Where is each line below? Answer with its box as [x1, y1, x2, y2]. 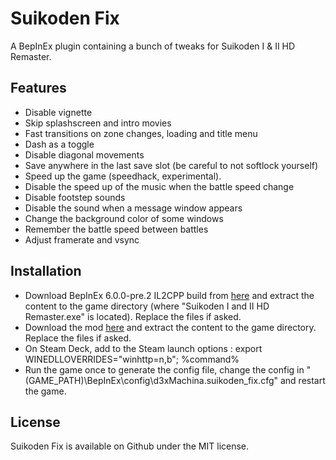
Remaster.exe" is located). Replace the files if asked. [24, 310, 242, 322]
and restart [279, 374, 326, 386]
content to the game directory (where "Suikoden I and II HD [24, 300, 270, 312]
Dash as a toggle [24, 138, 95, 150]
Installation [10, 263, 82, 280]
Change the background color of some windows [24, 212, 224, 224]
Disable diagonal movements [24, 148, 145, 161]
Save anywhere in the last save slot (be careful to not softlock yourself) [24, 159, 319, 171]
